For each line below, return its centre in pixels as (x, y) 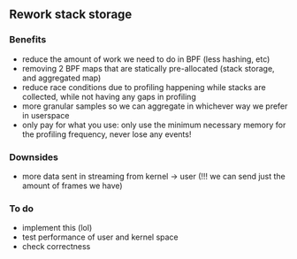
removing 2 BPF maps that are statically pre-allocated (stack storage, (148, 68)
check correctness (56, 247)
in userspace (46, 115)
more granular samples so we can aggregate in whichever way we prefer (155, 106)
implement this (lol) (57, 228)
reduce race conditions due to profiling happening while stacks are (144, 87)
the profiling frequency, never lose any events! (107, 134)
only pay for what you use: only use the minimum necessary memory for (154, 125)
